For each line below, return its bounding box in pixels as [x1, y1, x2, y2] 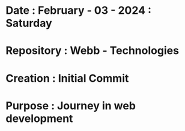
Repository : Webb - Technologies [5, 44, 180, 58]
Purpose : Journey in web [5, 99, 136, 112]
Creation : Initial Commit [5, 72, 129, 85]
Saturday [5, 16, 52, 30]
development [5, 112, 73, 125]
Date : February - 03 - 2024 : [5, 4, 151, 17]
